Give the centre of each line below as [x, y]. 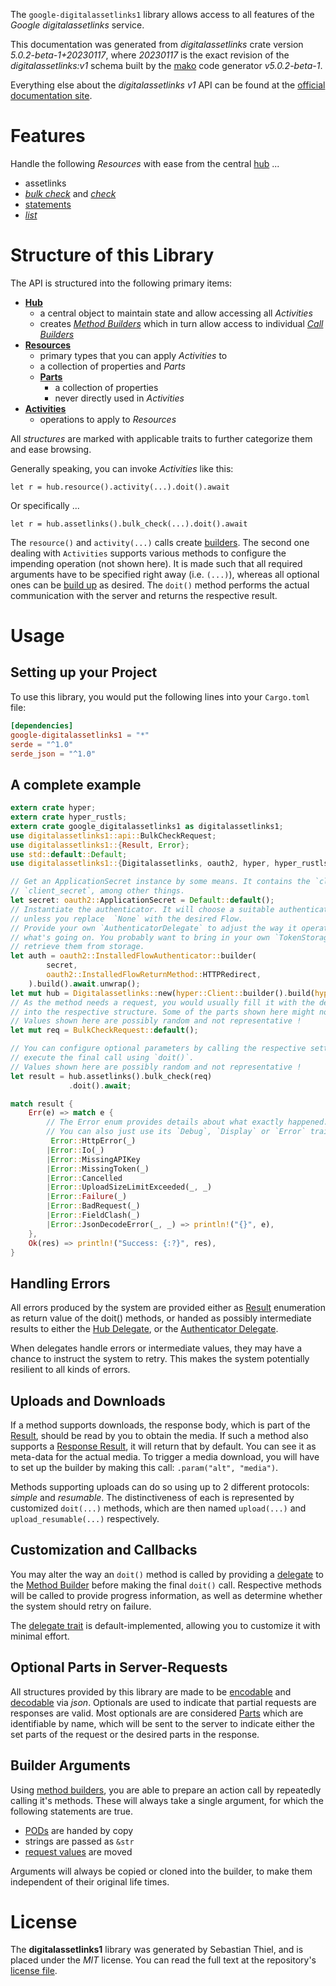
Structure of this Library [112, 255]
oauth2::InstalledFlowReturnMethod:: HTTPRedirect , [154, 975]
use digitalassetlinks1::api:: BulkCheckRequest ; [113, 835]
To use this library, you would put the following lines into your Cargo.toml [160, 696]
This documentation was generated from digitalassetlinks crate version [157, 44]
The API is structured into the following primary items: [121, 283]
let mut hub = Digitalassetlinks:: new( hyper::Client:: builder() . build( [162, 993]
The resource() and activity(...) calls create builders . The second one [160, 542]
